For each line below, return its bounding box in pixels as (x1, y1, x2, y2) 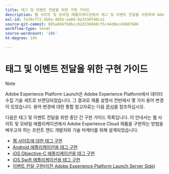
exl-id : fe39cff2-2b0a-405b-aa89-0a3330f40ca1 (5, 17, 105, 22)
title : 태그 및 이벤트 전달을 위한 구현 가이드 (5, 7, 90, 13)
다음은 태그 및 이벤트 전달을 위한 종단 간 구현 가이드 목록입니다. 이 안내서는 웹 (5, 114, 157, 120)
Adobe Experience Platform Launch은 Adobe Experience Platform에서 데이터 (5, 91, 163, 97)
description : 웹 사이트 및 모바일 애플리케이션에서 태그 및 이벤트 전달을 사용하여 (5, 12, 155, 17)
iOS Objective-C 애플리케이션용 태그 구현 (12, 150, 95, 156)
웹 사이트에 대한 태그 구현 (12, 138, 63, 144)
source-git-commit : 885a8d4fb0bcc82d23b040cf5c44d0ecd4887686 (5, 21, 139, 27)
